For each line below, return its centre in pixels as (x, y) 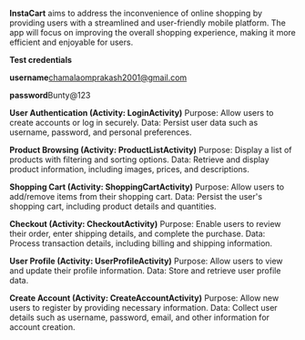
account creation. (42, 327)
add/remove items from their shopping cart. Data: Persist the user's (136, 196)
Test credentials (41, 60)
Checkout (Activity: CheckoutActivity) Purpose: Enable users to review (145, 224)
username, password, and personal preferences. (101, 132)
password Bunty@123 (50, 95)
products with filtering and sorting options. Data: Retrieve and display (140, 160)
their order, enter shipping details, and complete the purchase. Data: (137, 233)
